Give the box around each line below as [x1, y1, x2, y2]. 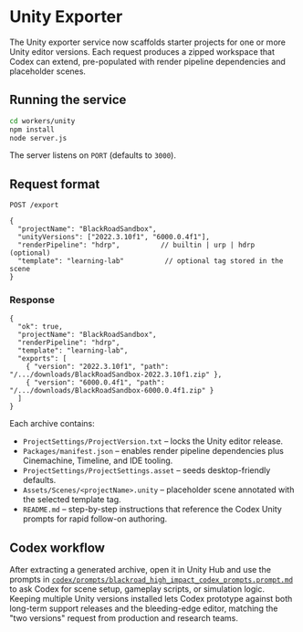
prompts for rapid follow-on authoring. [22, 513, 168, 524]
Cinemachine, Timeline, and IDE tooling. [22, 455, 173, 467]
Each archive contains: [9, 418, 96, 429]
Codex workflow [9, 540, 105, 555]
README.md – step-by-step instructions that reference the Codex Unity [22, 504, 283, 515]
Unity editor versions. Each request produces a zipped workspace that [9, 46, 276, 57]
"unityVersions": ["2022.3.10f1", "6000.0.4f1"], [17, 233, 210, 242]
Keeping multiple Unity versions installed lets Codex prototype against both [9, 594, 293, 605]
